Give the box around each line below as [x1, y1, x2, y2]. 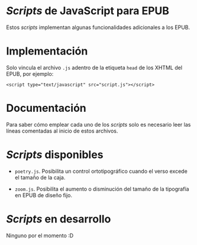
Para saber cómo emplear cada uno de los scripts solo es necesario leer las [6, 121, 191, 128]
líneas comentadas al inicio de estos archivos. [6, 127, 118, 134]
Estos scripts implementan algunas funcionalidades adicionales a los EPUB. [6, 24, 190, 31]
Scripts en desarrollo [6, 212, 111, 225]
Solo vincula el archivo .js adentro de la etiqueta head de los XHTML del [6, 64, 182, 71]
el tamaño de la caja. [14, 173, 66, 181]
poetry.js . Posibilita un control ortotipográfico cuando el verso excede [14, 167, 188, 175]
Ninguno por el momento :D [6, 232, 74, 239]
